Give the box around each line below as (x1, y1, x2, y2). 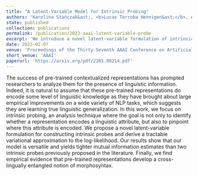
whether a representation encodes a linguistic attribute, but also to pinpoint (6, 118, 189, 125)
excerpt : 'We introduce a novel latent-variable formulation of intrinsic (6, 36, 194, 42)
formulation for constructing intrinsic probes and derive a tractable (6, 130, 168, 137)
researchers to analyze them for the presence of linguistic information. (6, 80, 178, 87)
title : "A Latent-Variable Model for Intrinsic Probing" (6, 8, 149, 15)
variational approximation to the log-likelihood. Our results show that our (6, 137, 182, 144)
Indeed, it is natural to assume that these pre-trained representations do (6, 87, 181, 94)
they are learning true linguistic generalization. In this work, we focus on (6, 105, 181, 113)
